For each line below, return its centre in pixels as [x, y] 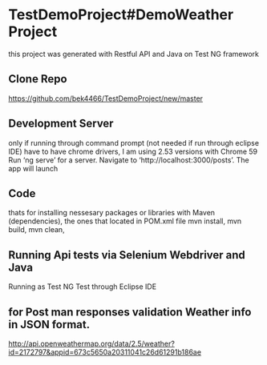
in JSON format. [49, 325]
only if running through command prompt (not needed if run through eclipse [133, 142]
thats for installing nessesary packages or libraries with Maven [111, 213]
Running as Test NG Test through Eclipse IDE [83, 287]
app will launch [33, 168]
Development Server [61, 124]
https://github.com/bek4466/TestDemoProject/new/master [105, 98]
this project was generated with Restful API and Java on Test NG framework [133, 54]
